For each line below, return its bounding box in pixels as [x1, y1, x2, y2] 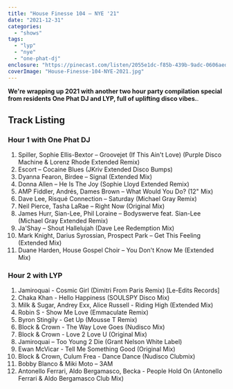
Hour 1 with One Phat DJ [8, 135, 91, 144]
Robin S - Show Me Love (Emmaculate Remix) [17, 308, 149, 316]
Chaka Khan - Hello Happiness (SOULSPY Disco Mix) [17, 294, 170, 302]
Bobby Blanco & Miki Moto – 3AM [17, 360, 113, 368]
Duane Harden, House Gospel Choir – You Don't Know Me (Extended [17, 246, 214, 254]
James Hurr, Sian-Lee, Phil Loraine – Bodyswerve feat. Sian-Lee [17, 209, 201, 218]
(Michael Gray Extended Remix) [17, 217, 109, 225]
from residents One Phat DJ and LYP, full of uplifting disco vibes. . [8, 94, 199, 102]
